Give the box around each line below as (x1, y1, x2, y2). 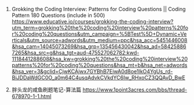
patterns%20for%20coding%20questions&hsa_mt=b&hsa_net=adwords (11, 62, 188, 69)
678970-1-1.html (11, 93, 52, 100)
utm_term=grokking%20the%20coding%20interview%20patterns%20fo (11, 24, 189, 31)
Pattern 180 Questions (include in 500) (11, 12, 105, 19)
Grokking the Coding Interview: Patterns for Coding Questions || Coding (11, 6, 186, 12)
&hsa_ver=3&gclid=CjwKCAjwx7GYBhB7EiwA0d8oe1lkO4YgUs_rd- (11, 68, 173, 74)
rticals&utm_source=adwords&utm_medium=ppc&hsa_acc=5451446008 (11, 37, 188, 43)
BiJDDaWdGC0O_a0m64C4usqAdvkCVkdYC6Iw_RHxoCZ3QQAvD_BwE (11, 74, 186, 81)
